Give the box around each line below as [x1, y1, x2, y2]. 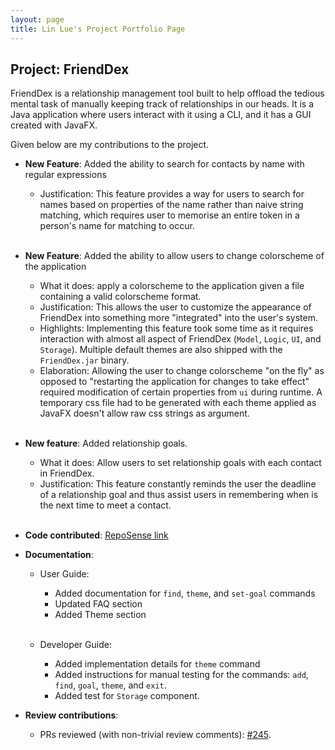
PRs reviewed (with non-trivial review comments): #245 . [39, 729, 272, 741]
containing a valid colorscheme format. [39, 291, 202, 303]
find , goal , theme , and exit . [54, 679, 167, 691]
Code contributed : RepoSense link [24, 529, 169, 541]
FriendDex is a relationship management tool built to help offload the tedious [10, 87, 325, 100]
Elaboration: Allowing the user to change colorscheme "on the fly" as [39, 365, 325, 377]
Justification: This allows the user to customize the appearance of [39, 301, 312, 313]
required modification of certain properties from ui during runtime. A [39, 386, 323, 398]
